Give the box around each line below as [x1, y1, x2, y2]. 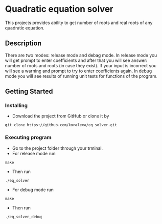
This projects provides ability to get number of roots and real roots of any [5, 20, 153, 26]
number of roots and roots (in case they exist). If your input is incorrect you [5, 62, 157, 68]
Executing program [5, 134, 52, 141]
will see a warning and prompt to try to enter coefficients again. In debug [5, 68, 152, 74]
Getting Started [5, 87, 53, 96]
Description [5, 39, 42, 48]
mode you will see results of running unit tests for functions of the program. [5, 73, 158, 79]
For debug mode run [12, 187, 54, 193]
